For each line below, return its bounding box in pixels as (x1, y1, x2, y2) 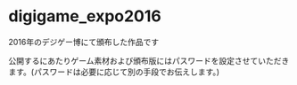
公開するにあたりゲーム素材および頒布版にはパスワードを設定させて (8, 55, 259, 66)
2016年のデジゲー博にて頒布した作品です (8, 36, 160, 47)
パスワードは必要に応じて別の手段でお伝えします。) (33, 66, 220, 77)
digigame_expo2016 (8, 6, 161, 27)
